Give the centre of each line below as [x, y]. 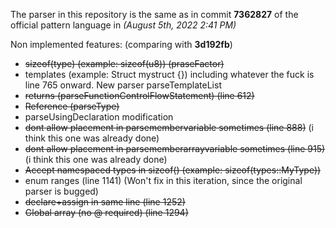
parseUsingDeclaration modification [99, 117]
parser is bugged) [61, 191]
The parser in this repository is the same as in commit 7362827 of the [154, 14]
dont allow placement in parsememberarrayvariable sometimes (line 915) [175, 148]
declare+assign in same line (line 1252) [105, 202]
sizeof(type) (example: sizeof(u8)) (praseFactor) [124, 63]
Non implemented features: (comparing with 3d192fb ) [121, 44]
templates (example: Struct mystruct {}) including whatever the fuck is [169, 74]
